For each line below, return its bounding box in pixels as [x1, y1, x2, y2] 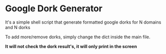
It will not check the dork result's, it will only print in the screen [5, 43, 137, 49]
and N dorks [5, 24, 31, 30]
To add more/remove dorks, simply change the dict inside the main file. [5, 34, 151, 40]
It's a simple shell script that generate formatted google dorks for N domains [5, 19, 162, 25]
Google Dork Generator [5, 3, 103, 14]
